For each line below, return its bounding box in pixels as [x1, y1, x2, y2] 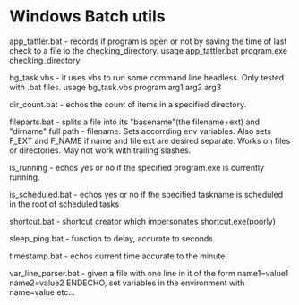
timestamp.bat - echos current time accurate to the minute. [9, 250, 228, 261]
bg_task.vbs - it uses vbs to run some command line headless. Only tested [9, 72, 285, 82]
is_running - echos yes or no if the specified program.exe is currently [9, 162, 265, 173]
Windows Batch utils [9, 6, 166, 27]
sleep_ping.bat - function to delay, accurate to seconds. [9, 233, 216, 243]
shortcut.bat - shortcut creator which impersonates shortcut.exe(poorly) [9, 216, 276, 226]
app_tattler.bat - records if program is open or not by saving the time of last [9, 36, 287, 47]
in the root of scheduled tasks [9, 199, 120, 209]
